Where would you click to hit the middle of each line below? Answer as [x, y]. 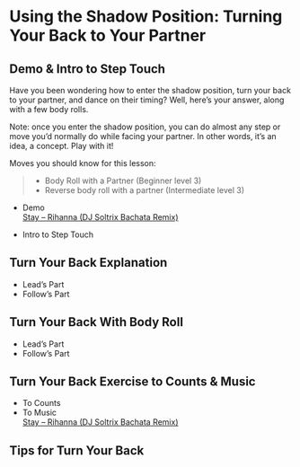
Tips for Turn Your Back [77, 450]
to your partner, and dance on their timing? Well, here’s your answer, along [147, 100]
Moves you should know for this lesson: [83, 163]
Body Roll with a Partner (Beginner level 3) [123, 181]
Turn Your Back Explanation [88, 263]
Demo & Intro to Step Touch [88, 69]
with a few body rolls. [49, 109]
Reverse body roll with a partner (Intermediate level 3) [145, 190]
